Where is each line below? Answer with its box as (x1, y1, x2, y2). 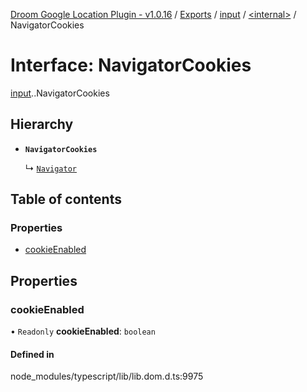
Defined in (10, 348, 55, 360)
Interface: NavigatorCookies (10, 54, 252, 77)
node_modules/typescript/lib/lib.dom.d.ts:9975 (10, 370, 204, 383)
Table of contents (10, 191, 122, 208)
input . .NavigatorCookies (10, 87, 110, 99)
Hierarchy (10, 116, 74, 133)
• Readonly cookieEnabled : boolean (10, 325, 156, 338)
